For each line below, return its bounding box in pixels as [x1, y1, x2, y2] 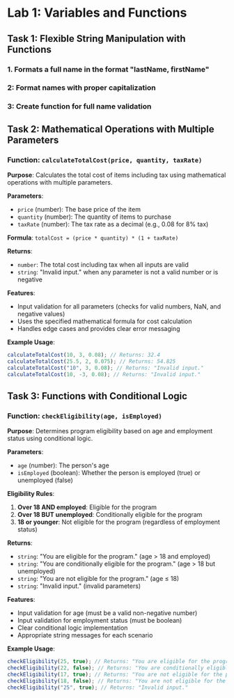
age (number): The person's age [17, 461, 109, 470]
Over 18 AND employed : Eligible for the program [17, 503, 157, 511]
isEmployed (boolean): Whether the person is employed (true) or [17, 469, 201, 477]
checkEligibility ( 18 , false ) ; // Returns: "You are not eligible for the [7, 677, 226, 684]
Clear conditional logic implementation [17, 623, 128, 632]
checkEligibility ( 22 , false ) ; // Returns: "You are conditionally [7, 665, 204, 672]
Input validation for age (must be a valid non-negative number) [17, 609, 198, 617]
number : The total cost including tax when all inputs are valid [17, 261, 189, 269]
